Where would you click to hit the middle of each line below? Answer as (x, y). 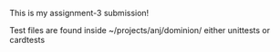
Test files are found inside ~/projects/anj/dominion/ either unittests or (140, 30)
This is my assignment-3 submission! (79, 13)
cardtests (27, 40)
